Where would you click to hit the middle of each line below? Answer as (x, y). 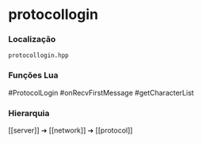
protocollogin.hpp (38, 56)
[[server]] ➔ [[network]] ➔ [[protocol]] (71, 130)
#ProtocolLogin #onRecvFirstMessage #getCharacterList (101, 92)
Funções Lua (33, 75)
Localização (32, 40)
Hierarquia (29, 113)
